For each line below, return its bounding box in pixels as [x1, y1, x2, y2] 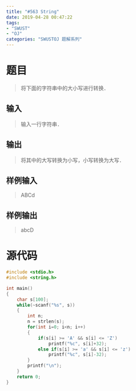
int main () [6, 285, 33, 291]
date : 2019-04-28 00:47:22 [6, 14, 73, 20]
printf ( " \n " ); [27, 363, 62, 369]
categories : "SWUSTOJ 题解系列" [6, 36, 83, 42]
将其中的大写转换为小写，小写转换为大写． [20, 156, 125, 163]
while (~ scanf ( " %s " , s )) [17, 302, 76, 308]
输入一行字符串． [20, 120, 63, 128]
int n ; [27, 313, 44, 319]
